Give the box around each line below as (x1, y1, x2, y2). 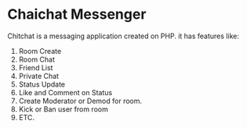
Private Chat (18, 71, 60, 80)
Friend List (18, 62, 53, 72)
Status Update (18, 80, 66, 89)
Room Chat (18, 55, 56, 64)
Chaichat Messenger (7, 5, 147, 23)
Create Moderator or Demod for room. (18, 96, 143, 105)
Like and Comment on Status (18, 87, 113, 97)
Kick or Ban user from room (18, 104, 109, 114)
